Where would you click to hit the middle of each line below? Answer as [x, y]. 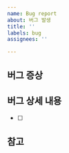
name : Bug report [32, 13]
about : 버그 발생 [29, 20]
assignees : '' [28, 39]
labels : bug [24, 33]
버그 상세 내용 [34, 101]
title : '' [21, 26]
